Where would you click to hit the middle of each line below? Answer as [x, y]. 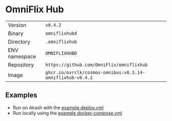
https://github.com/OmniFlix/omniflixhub [96, 65]
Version [17, 25]
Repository [21, 65]
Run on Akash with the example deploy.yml [58, 107]
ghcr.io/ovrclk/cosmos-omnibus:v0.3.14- [95, 72]
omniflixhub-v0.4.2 [69, 77]
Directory [19, 42]
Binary [16, 33]
